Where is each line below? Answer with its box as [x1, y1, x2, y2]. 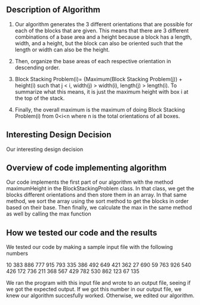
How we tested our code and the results [6, 227, 158, 238]
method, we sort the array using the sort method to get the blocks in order [6, 198, 189, 205]
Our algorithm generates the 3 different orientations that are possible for [14, 20, 193, 27]
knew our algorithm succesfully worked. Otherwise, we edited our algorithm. [6, 292, 195, 299]
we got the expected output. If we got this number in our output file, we [6, 286, 182, 293]
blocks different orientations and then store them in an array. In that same [6, 191, 187, 199]
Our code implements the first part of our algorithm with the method [6, 178, 174, 186]
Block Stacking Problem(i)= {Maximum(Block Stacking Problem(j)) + [14, 75, 183, 82]
